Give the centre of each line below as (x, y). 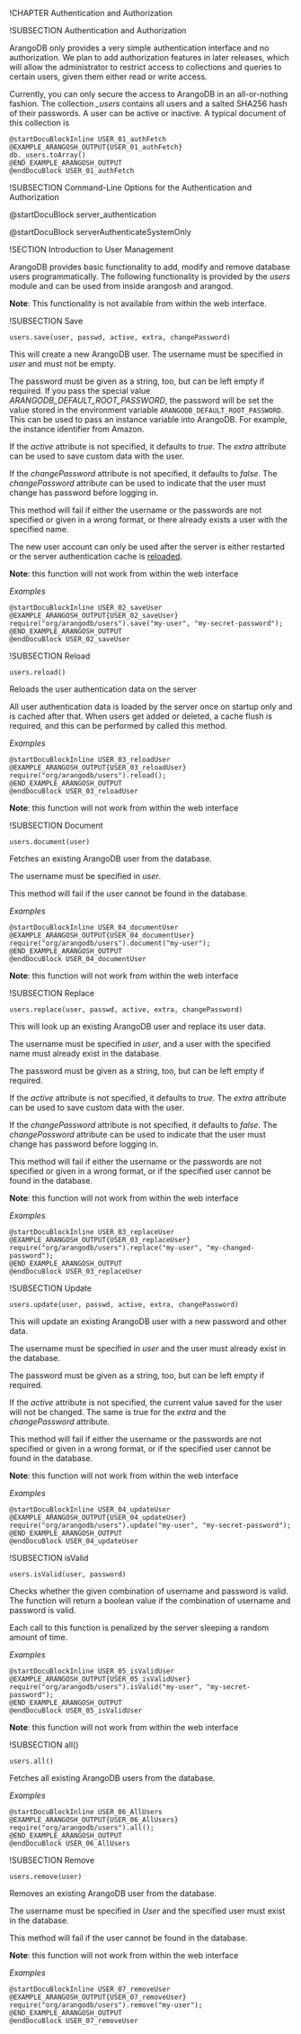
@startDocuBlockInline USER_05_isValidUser (92, 1671)
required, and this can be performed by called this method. (118, 726)
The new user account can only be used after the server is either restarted (147, 547)
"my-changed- (230, 1248)
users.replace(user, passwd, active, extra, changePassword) (126, 1010)
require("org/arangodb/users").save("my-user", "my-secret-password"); (146, 623)
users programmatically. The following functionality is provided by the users (150, 277)
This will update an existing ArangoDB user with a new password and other (148, 1321)
